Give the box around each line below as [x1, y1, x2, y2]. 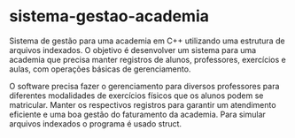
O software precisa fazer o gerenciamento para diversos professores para [9, 80, 280, 91]
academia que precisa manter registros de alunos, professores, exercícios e [9, 54, 286, 65]
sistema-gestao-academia [9, 6, 210, 27]
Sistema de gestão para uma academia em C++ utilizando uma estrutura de [9, 35, 285, 46]
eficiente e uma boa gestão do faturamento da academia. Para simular [9, 109, 266, 119]
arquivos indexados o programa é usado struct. [9, 118, 182, 129]
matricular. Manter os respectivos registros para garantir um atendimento [9, 99, 276, 110]
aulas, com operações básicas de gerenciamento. [9, 64, 191, 74]
